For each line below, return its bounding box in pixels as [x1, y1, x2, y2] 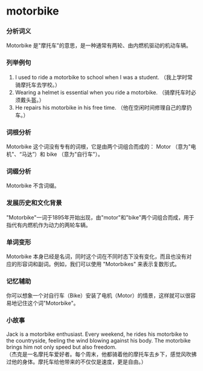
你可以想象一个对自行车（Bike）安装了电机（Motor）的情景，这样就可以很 [6, 292, 191, 299]
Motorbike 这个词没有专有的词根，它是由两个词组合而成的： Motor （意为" [6, 143, 192, 150]
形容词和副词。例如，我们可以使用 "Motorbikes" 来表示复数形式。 [16, 260, 180, 267]
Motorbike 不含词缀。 [6, 182, 60, 189]
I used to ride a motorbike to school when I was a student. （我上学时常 [14, 73, 193, 81]
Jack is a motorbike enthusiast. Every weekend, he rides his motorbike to [6, 330, 188, 338]
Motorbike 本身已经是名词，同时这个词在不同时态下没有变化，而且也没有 [6, 253, 187, 260]
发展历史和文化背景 [6, 199, 62, 207]
